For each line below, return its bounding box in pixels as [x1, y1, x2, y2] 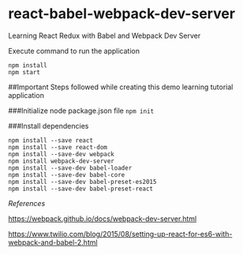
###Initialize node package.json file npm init [8, 106, 155, 115]
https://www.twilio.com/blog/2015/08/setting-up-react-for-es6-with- [8, 229, 233, 238]
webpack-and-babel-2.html [8, 238, 98, 247]
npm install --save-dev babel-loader [8, 163, 133, 172]
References [8, 198, 46, 208]
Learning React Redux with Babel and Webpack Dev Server [8, 31, 201, 40]
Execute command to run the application [8, 46, 140, 55]
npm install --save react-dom [8, 143, 108, 151]
